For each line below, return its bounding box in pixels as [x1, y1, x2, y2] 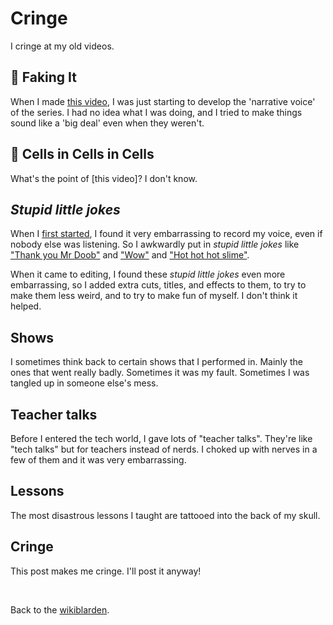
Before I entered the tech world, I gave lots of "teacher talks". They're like [10, 433, 313, 444]
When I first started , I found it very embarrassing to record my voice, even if [10, 228, 323, 240]
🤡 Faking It [10, 69, 78, 86]
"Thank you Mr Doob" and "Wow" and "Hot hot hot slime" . [10, 249, 250, 261]
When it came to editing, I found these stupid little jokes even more [10, 268, 286, 281]
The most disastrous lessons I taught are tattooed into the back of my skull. [10, 509, 321, 521]
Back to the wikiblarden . [10, 603, 110, 616]
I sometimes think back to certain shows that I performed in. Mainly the [10, 356, 303, 368]
